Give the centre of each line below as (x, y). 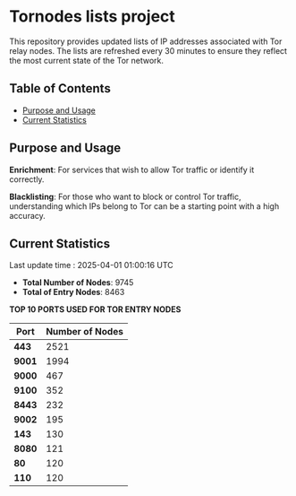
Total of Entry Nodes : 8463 (73, 292)
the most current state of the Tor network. (86, 60)
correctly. (27, 179)
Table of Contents (60, 88)
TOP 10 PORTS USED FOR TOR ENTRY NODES (95, 309)
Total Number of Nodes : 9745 (78, 283)
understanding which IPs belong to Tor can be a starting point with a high (144, 206)
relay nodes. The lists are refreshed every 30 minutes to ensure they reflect (148, 50)
